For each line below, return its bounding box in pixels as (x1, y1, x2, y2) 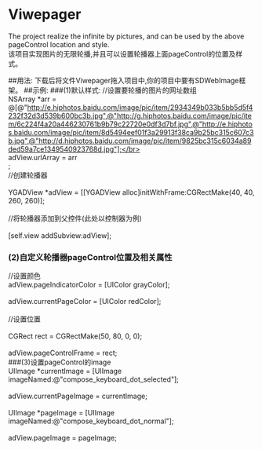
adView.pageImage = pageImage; (8, 434, 118, 443)
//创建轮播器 (8, 170, 49, 180)
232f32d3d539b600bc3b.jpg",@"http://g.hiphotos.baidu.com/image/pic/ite (8, 111, 253, 120)
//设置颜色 (8, 271, 42, 280)
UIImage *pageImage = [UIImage (8, 408, 115, 418)
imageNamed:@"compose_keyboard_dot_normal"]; (8, 416, 174, 426)
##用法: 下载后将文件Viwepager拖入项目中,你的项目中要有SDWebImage (8, 75, 239, 85)
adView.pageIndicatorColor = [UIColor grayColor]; (8, 280, 170, 290)
